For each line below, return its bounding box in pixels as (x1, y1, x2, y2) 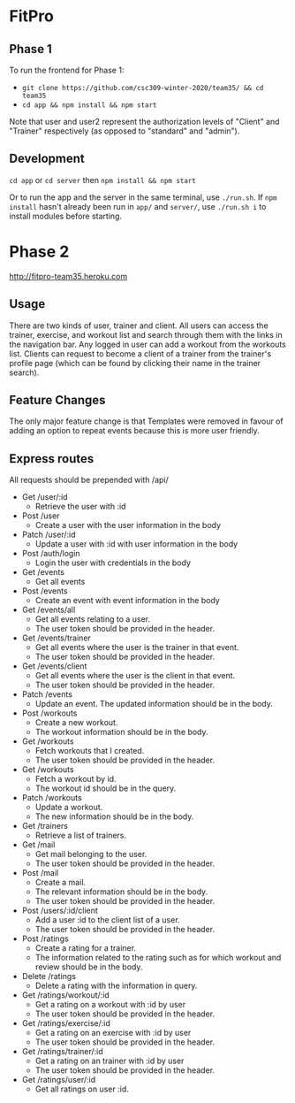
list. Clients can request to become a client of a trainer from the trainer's (9, 348, 272, 359)
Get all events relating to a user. (34, 614, 151, 624)
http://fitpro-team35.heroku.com (9, 271, 128, 281)
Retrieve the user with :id (34, 502, 126, 512)
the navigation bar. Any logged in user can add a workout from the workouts (9, 339, 287, 349)
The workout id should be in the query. (34, 783, 177, 793)
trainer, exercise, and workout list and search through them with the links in (9, 329, 283, 340)
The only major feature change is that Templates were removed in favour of (9, 416, 284, 426)
